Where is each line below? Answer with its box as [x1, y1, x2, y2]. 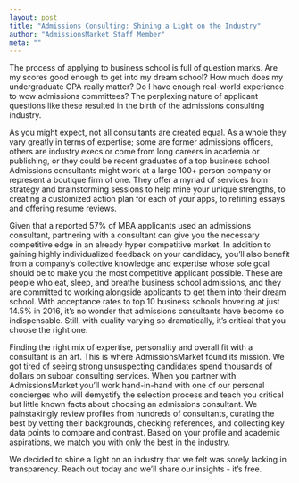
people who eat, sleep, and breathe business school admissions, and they [9, 278, 282, 288]
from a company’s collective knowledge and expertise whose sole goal [9, 258, 270, 269]
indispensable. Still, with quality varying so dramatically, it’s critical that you [9, 315, 287, 326]
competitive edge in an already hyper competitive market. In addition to [9, 239, 272, 250]
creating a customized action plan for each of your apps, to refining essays [9, 194, 286, 204]
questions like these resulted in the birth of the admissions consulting [9, 100, 265, 112]
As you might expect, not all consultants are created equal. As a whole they [9, 127, 287, 138]
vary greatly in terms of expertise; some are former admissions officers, [9, 137, 274, 147]
